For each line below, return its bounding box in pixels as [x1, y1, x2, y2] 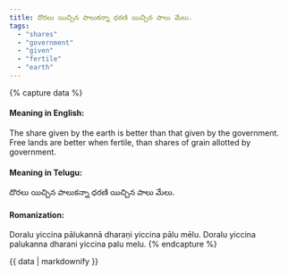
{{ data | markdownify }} [9, 256, 99, 267]
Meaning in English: [9, 108, 85, 119]
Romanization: [9, 209, 65, 220]
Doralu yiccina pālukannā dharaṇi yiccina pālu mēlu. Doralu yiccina [9, 229, 257, 240]
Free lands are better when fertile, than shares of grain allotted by [9, 137, 251, 148]
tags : [9, 21, 30, 30]
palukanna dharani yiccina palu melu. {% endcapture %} [9, 238, 217, 250]
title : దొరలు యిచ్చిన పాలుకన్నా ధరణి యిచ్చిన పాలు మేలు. [9, 12, 193, 22]
